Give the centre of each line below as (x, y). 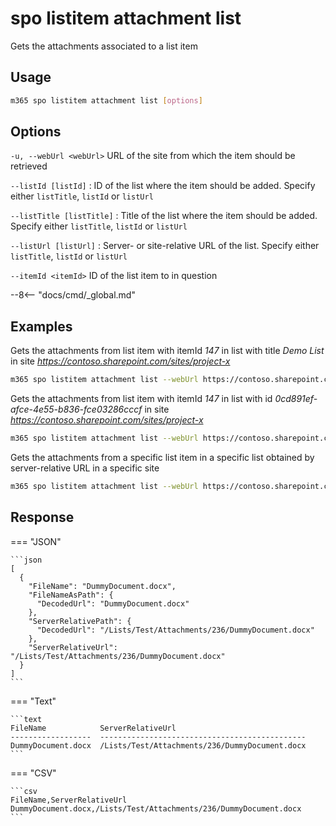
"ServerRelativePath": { (80, 621)
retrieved (29, 166)
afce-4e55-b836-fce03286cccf (76, 409)
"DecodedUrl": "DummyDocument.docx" (113, 603)
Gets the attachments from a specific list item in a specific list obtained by (162, 457)
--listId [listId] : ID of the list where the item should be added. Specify (163, 186)
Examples (41, 326)
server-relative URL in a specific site (85, 468)
